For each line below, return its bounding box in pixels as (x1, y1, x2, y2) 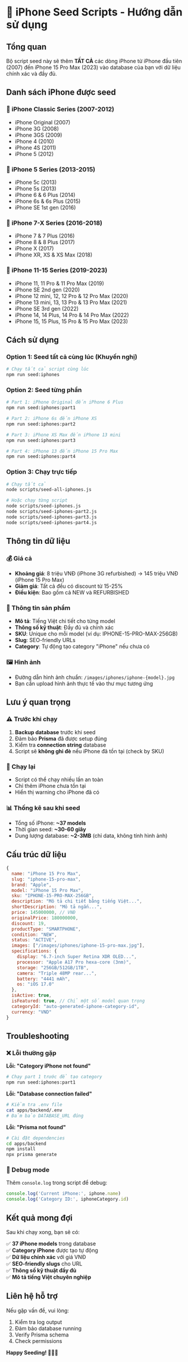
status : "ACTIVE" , (11, 937, 58, 943)
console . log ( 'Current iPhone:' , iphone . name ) (6, 1191, 121, 1197)
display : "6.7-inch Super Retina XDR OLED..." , (17, 954, 137, 960)
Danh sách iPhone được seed (6, 87, 116, 98)
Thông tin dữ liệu (6, 536, 70, 546)
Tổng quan (6, 42, 47, 52)
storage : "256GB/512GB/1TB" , (17, 965, 89, 970)
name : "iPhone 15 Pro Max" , (11, 871, 82, 876)
